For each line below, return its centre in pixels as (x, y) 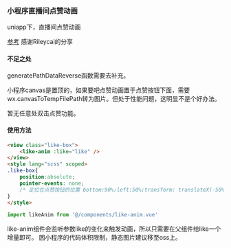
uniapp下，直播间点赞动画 (44, 27)
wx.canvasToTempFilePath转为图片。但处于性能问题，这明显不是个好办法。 (114, 98)
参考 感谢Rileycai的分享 (40, 42)
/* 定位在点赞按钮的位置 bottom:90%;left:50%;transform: (97, 190)
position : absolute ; (47, 177)
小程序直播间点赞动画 (42, 10)
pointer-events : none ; (52, 183)
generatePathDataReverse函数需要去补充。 (68, 75)
